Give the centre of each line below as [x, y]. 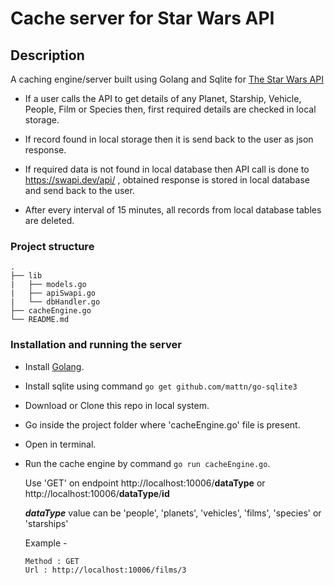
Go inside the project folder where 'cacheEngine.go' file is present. [162, 424]
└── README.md [40, 320]
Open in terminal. [60, 444]
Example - [46, 543]
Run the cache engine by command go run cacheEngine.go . [147, 463]
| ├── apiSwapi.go [53, 293]
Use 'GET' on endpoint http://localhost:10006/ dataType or [145, 483]
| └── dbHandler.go [55, 302]
